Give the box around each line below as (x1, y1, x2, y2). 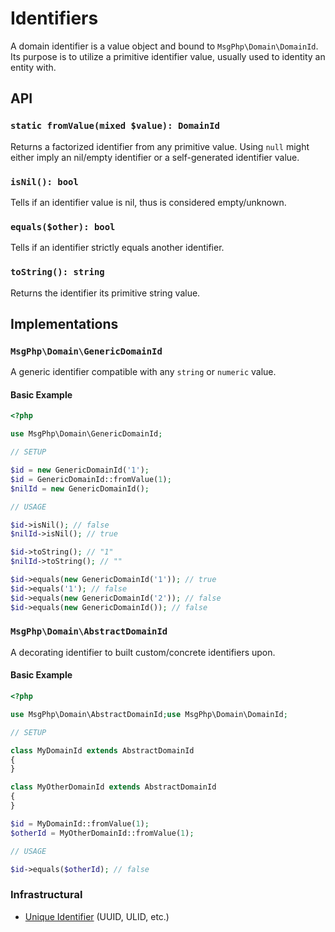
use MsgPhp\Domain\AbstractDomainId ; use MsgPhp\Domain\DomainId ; (10, 709, 288, 719)
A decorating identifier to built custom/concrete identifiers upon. (10, 646, 276, 658)
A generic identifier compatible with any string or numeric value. (10, 366, 277, 378)
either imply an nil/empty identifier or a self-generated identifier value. (10, 151, 300, 163)
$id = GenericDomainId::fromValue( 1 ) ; (10, 474, 172, 484)
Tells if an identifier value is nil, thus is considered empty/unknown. (10, 196, 287, 208)
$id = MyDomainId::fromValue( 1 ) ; (10, 818, 150, 829)
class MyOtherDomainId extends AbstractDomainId (10, 782, 217, 792)
